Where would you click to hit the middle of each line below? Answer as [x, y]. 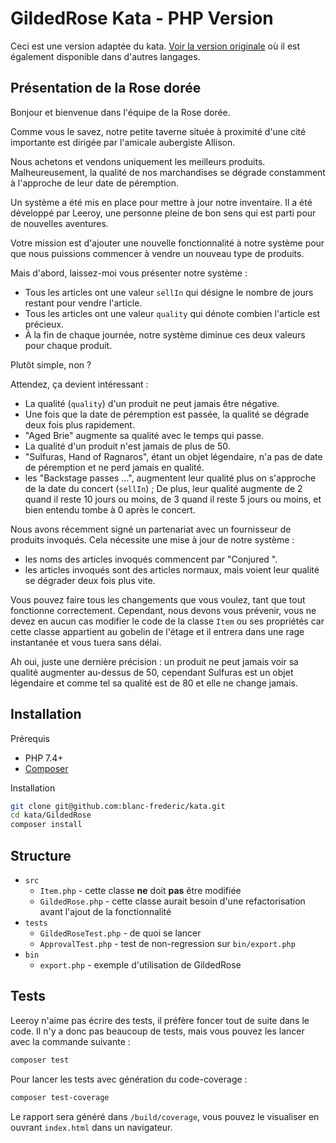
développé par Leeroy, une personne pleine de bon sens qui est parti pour [163, 213]
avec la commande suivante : [70, 1041]
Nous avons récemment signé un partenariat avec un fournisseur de [151, 529]
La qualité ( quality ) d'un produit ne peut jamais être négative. [152, 403]
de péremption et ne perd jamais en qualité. [114, 467]
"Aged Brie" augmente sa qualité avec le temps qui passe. [144, 435]
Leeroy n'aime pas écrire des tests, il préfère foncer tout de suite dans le [160, 1020]
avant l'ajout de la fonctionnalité [105, 911]
